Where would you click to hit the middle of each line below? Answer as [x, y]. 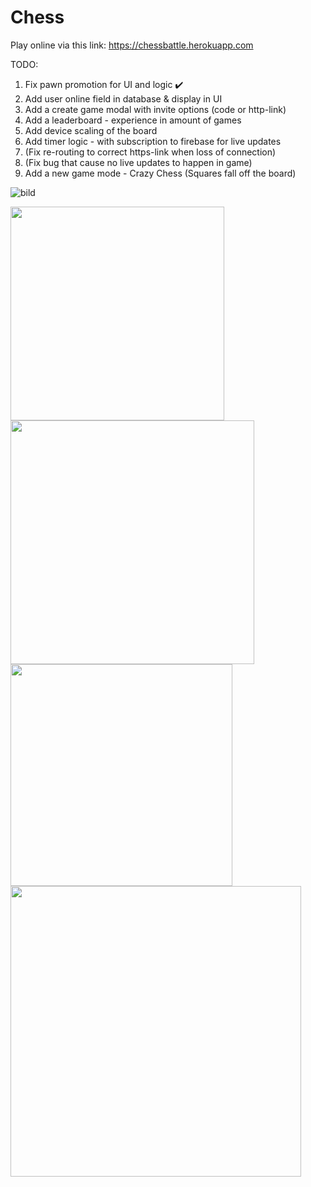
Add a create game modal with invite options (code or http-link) [155, 109]
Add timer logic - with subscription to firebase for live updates [153, 141]
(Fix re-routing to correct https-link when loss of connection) [150, 152]
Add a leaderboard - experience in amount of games [133, 120]
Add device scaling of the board [91, 130]
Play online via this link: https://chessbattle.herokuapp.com [132, 45]
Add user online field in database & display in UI [123, 98]
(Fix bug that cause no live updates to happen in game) [138, 162]
